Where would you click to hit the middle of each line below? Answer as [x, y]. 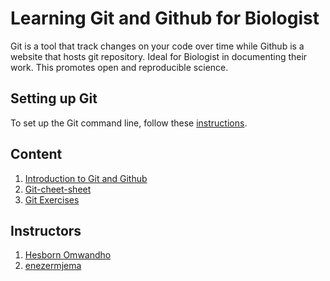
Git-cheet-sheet [58, 189]
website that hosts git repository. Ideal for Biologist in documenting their [159, 56]
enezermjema [53, 266]
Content [36, 154]
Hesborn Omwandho [68, 255]
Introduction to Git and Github [86, 178]
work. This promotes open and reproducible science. [119, 67]
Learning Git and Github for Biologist [165, 18]
